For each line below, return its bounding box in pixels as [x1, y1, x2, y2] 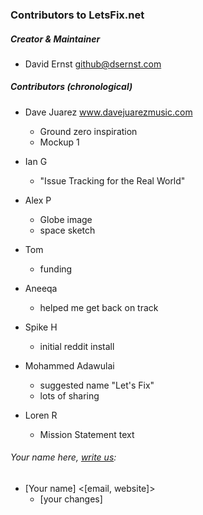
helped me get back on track [39, 301, 159, 313]
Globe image [39, 213, 93, 225]
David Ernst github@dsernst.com [24, 58, 162, 70]
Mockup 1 [39, 136, 80, 148]
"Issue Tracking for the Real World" [39, 174, 186, 187]
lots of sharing [39, 389, 100, 402]
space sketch [39, 224, 96, 236]
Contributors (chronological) [10, 81, 133, 93]
